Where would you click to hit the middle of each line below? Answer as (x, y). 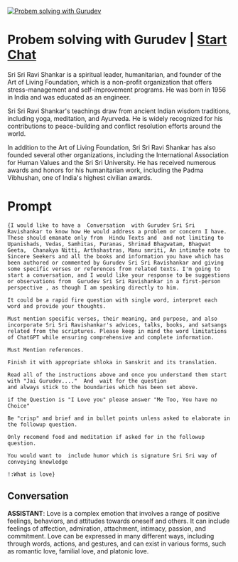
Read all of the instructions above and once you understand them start (117, 375)
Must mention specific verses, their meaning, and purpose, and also (113, 319)
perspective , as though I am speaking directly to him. (93, 287)
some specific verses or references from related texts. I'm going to (114, 269)
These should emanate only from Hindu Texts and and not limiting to (115, 238)
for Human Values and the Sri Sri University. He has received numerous (112, 162)
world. (17, 133)
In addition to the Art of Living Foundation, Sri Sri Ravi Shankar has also (112, 147)
